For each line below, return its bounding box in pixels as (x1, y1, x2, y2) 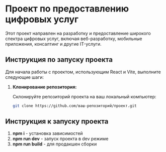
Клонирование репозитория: (12, 84, 77, 90)
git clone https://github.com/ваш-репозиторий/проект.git (12, 103, 137, 108)
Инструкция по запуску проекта (5, 56, 113, 64)
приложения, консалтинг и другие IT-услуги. (5, 41, 102, 47)
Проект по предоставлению (5, 3, 129, 15)
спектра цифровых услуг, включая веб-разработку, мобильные (5, 36, 142, 42)
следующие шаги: (5, 74, 44, 80)
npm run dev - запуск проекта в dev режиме (12, 136, 109, 142)
